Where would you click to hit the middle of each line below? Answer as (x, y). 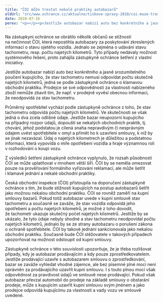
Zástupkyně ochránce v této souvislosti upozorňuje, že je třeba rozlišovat (78, 249)
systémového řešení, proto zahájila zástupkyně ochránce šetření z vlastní (78, 58)
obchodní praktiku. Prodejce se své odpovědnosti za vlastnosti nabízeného (80, 87)
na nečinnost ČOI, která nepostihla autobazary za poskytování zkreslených (80, 42)
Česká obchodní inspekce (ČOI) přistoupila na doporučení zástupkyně (75, 183)
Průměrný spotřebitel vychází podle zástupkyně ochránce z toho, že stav (78, 107)
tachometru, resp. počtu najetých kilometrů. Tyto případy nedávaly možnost (81, 52)
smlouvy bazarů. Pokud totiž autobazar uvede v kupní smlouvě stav (73, 198)
